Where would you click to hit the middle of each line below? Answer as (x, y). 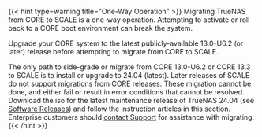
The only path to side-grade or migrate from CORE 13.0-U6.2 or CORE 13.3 (129, 67)
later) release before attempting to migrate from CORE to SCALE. (113, 52)
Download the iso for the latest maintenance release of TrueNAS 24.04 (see (131, 100)
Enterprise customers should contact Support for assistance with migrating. (131, 117)
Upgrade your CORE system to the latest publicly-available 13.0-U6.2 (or (126, 43)
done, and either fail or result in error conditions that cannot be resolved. (126, 92)
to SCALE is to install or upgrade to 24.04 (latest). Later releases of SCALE (129, 75)
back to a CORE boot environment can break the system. (101, 28)
